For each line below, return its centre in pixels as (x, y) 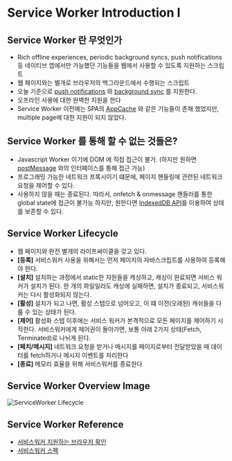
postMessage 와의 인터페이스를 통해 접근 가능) (81, 168)
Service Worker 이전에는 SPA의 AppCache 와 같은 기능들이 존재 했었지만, (118, 108)
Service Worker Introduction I (94, 13)
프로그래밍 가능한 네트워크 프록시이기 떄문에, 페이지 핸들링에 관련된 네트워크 (120, 176)
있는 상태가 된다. (54, 312)
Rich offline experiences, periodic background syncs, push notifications (120, 57)
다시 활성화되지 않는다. (61, 294)
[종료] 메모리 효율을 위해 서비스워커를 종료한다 (80, 364)
